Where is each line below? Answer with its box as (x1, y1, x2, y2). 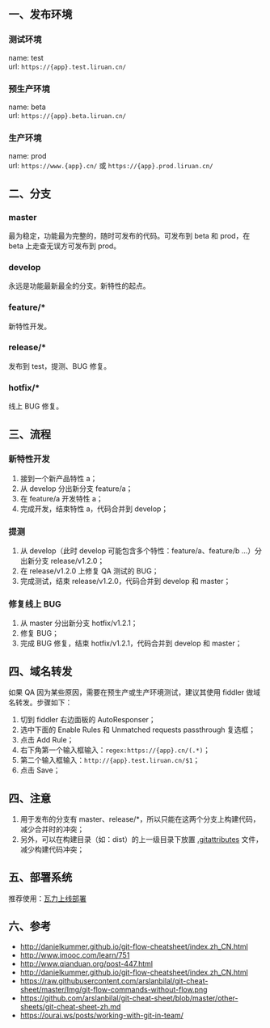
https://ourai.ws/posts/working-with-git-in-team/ (19, 1010, 184, 1020)
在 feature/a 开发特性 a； (19, 493, 103, 503)
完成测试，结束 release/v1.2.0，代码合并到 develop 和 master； (19, 577, 231, 586)
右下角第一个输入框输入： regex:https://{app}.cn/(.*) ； (19, 745, 211, 755)
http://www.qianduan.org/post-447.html (19, 958, 154, 968)
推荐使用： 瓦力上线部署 (8, 893, 86, 903)
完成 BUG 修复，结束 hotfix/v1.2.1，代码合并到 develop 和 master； (19, 638, 243, 649)
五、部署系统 (8, 870, 73, 884)
